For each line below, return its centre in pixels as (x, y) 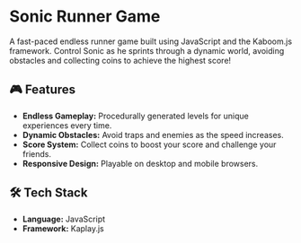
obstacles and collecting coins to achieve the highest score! (120, 60)
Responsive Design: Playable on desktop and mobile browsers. (140, 163)
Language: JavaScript (64, 219)
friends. (37, 153)
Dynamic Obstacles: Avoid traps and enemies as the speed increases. (153, 135)
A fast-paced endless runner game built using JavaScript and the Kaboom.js (151, 41)
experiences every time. (67, 125)
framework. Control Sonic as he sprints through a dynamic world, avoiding (147, 50)
